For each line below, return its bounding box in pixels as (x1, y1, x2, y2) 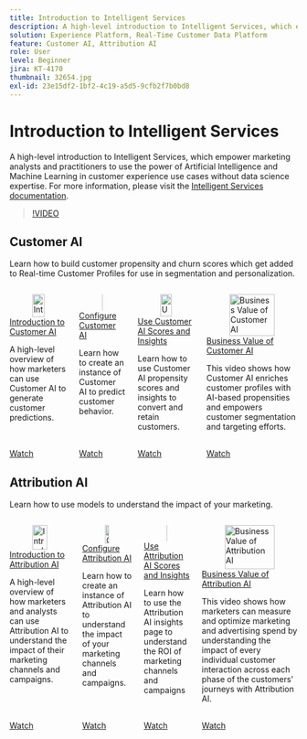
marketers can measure (201, 605, 291, 617)
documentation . (9, 189, 69, 201)
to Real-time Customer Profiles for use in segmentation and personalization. (9, 268, 295, 279)
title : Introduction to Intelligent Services (9, 13, 185, 23)
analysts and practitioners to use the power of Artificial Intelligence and (9, 161, 279, 172)
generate (9, 392, 44, 403)
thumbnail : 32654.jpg (9, 73, 92, 82)
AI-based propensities (206, 391, 291, 402)
